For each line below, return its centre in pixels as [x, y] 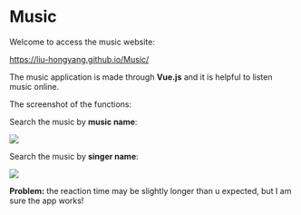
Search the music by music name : [73, 122]
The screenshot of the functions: [71, 104]
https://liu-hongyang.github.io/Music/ [79, 59]
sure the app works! [47, 200]
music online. [34, 86]
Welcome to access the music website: [83, 42]
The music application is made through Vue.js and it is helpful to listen [141, 77]
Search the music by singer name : [74, 156]
